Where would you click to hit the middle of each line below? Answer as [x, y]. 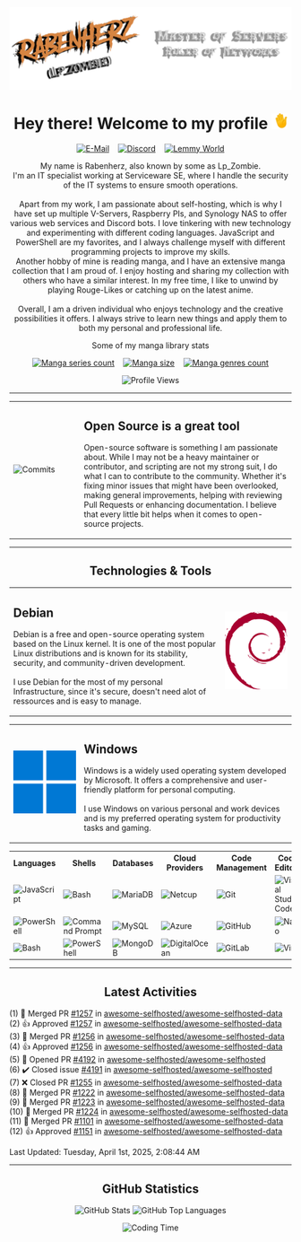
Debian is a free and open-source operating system [108, 634]
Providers [185, 868]
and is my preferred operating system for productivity [182, 818]
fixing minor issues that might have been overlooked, [181, 485]
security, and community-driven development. [99, 663]
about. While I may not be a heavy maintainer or [172, 457]
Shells [84, 862]
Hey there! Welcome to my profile [141, 123]
